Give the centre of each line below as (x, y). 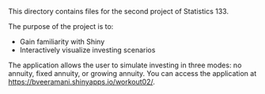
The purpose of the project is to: (61, 26)
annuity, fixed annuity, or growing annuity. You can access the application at (132, 73)
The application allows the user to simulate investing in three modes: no (125, 65)
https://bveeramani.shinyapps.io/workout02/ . (82, 82)
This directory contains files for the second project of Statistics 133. (119, 11)
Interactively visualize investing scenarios (87, 50)
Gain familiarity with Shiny (62, 42)
